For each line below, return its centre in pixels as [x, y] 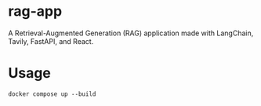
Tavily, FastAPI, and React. [51, 41]
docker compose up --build [52, 94]
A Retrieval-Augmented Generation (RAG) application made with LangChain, [131, 33]
